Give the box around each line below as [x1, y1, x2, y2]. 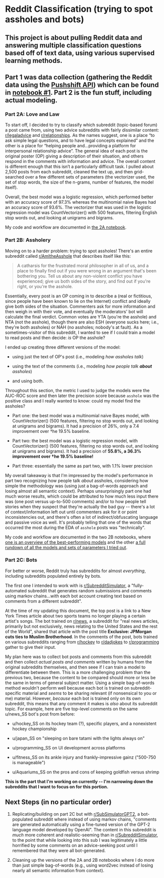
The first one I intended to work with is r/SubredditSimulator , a [5, 583, 131, 588]
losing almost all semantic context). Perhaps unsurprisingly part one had [5, 488, 151, 494]
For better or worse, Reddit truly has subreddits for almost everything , [5, 568, 146, 574]
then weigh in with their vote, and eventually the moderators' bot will [5, 308, 143, 315]
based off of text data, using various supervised [5, 49, 155, 57]
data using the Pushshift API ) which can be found [5, 80, 159, 89]
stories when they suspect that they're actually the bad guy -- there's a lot [5, 504, 155, 509]
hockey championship [12, 725, 57, 732]
